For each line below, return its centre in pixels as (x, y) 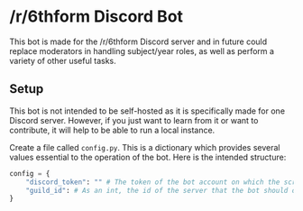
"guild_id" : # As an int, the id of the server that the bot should (157, 190)
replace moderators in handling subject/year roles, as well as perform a (142, 50)
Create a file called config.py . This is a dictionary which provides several (145, 147)
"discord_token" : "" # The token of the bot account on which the (153, 182)
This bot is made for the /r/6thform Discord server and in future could (138, 41)
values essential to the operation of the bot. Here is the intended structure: (148, 157)
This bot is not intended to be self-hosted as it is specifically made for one (147, 111)
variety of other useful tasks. (63, 60)
